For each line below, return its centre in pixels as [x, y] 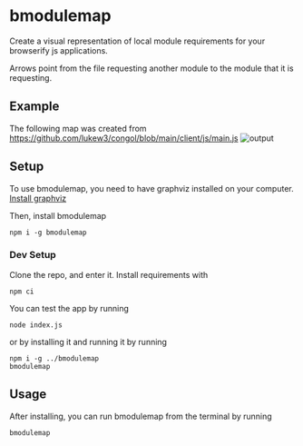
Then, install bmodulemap [58, 215]
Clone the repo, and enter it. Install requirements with [109, 274]
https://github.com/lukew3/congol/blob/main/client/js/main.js [124, 138]
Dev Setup [33, 255]
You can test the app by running [69, 308]
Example [34, 107]
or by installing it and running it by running [88, 342]
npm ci [22, 292]
